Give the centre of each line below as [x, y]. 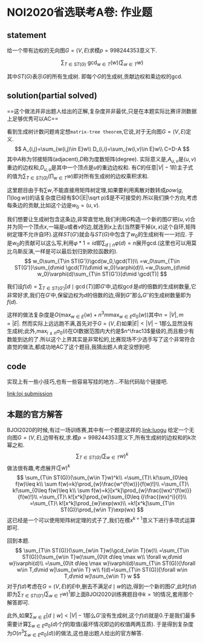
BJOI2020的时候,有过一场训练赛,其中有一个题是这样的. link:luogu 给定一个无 [101, 430]
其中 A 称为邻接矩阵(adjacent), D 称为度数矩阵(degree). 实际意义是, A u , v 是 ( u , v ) [101, 160]
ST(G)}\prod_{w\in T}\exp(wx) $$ [102, 510]
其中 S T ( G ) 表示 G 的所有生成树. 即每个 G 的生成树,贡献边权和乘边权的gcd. [95, 76]
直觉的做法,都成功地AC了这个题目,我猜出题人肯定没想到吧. [79, 347]
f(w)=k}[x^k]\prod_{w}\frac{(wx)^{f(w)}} [141, 491]
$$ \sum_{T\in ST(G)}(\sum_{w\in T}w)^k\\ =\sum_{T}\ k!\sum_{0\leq [102, 477]
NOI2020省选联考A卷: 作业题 [80, 12]
